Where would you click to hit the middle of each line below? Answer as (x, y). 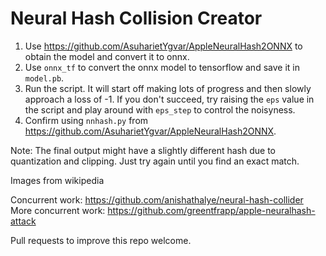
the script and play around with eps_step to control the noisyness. (160, 109)
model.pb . (44, 78)
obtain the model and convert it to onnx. (107, 56)
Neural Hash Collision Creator (136, 18)
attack (23, 221)
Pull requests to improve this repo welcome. (101, 240)
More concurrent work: (58, 210)
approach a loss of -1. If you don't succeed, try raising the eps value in (169, 99)
